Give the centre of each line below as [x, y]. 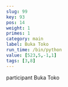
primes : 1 [18, 34]
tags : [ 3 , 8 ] [21, 61]
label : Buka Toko [27, 45]
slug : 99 [17, 11]
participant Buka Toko [33, 78]
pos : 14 [16, 22]
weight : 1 [18, 28]
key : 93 [16, 17]
